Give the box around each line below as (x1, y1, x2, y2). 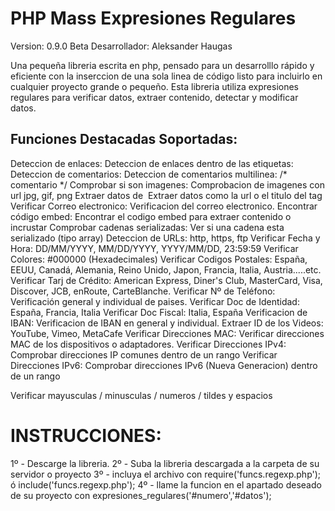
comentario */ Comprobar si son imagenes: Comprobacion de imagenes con (10, 178, 325, 191)
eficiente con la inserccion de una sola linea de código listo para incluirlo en (10, 70, 323, 82)
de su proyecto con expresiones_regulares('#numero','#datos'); (10, 489, 272, 501)
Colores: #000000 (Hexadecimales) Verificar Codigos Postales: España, (10, 253, 308, 265)
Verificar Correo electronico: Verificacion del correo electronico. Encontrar (10, 200, 318, 212)
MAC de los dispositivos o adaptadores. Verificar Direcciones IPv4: (10, 338, 287, 350)
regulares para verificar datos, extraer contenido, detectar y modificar (10, 91, 299, 103)
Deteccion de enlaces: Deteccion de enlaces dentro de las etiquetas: (10, 157, 294, 169)
